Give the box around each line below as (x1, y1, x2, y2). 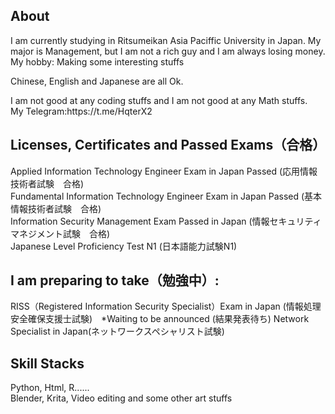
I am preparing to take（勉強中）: (10, 272, 220, 289)
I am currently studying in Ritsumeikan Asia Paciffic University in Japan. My (10, 34, 322, 46)
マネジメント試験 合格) (10, 227, 111, 239)
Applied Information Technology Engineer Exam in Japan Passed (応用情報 (10, 165, 318, 177)
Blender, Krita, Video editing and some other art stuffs (10, 392, 233, 404)
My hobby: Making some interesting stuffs (10, 55, 185, 68)
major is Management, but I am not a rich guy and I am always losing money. (10, 45, 326, 57)
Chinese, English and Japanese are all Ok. (10, 75, 184, 87)
